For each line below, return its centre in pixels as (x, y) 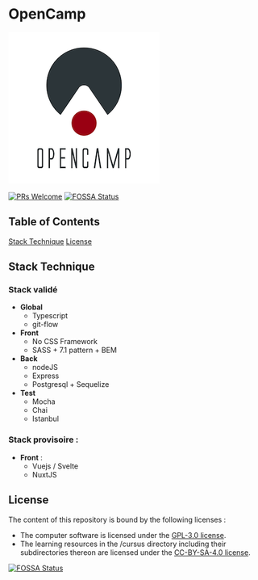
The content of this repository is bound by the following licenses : (117, 519)
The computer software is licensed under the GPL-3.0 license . (123, 535)
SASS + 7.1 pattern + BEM (74, 350)
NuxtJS (44, 474)
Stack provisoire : (44, 439)
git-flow (45, 325)
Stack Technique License (50, 241)
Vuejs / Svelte (55, 466)
